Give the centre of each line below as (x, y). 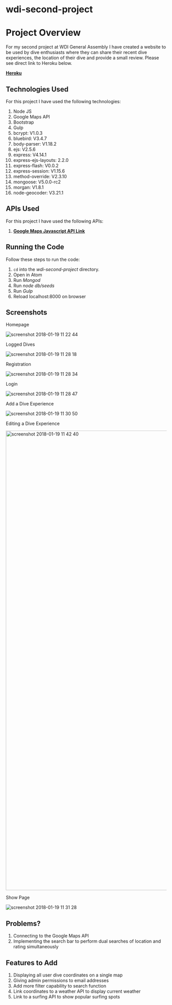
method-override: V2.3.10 (40, 176)
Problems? (23, 924)
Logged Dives (20, 344)
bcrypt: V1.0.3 (28, 133)
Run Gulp (23, 291)
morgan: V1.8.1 (28, 187)
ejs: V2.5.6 (24, 149)
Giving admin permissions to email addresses (61, 980)
